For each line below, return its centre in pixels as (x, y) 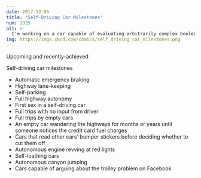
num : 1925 (19, 23)
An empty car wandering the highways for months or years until (93, 124)
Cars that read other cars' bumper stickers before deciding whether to (101, 137)
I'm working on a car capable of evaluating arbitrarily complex (95, 34)
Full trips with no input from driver (57, 111)
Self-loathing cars (37, 156)
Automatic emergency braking (52, 79)
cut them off (30, 143)
